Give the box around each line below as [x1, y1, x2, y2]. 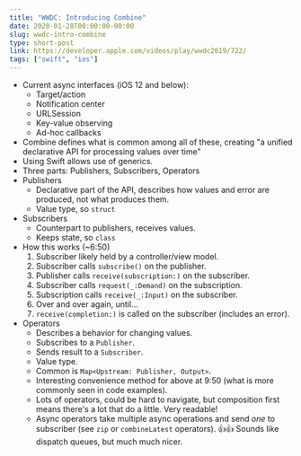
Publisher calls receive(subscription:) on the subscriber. [35, 270, 250, 281]
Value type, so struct [35, 204, 116, 214]
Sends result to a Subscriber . [35, 346, 144, 357]
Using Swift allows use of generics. [22, 156, 154, 166]
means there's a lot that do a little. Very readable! [35, 404, 218, 414]
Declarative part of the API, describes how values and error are [35, 185, 270, 195]
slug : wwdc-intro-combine [9, 30, 106, 39]
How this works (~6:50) [22, 241, 111, 252]
